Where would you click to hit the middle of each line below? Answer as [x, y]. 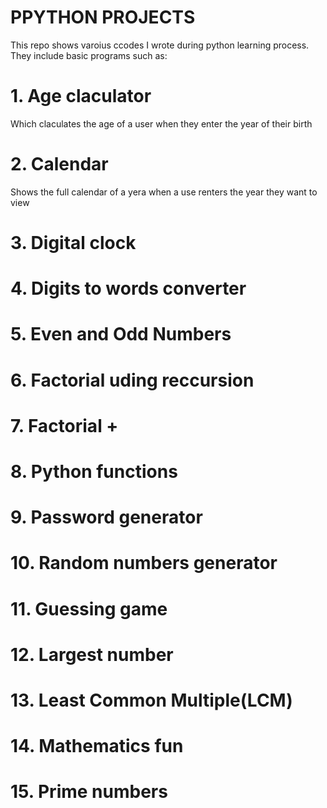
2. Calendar [59, 164]
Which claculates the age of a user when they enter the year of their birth [161, 123]
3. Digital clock [73, 243]
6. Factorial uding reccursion [132, 380]
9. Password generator [106, 517]
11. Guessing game [89, 608]
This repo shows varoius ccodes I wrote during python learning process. [160, 45]
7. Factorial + [64, 425]
